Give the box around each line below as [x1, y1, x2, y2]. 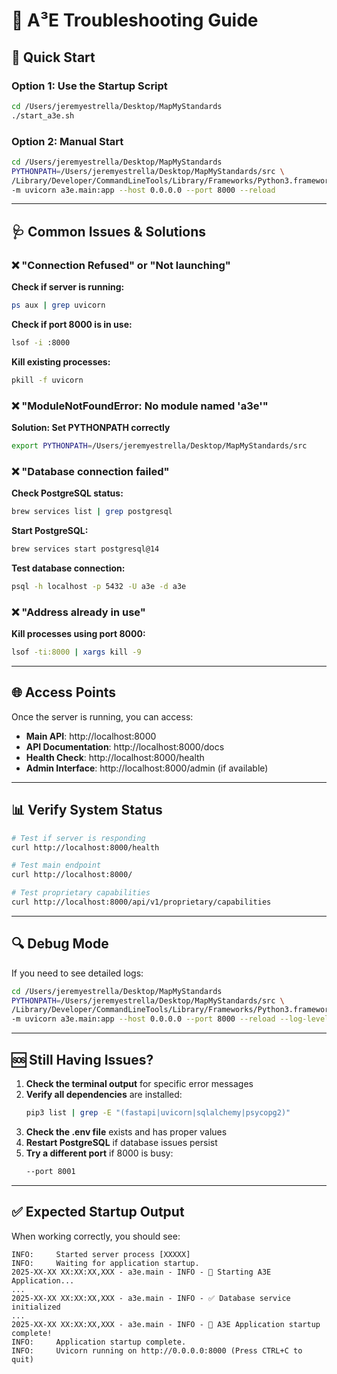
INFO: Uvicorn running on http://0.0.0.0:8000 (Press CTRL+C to [11, 1345, 303, 1356]
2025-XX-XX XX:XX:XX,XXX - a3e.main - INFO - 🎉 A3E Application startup [11, 1319, 321, 1329]
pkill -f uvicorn [11, 375, 84, 385]
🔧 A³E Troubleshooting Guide [11, 9, 259, 32]
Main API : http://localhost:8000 [25, 730, 157, 742]
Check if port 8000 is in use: [11, 318, 133, 330]
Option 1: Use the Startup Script [11, 79, 168, 93]
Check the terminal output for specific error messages [25, 1078, 254, 1089]
